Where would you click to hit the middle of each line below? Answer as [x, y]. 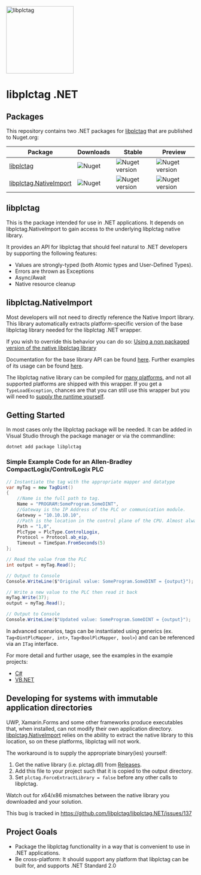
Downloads [94, 152]
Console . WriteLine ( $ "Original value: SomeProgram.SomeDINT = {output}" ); [100, 581]
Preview [174, 152]
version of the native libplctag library [51, 348]
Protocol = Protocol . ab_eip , [53, 537]
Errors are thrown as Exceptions [54, 271]
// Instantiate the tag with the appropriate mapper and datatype [91, 482]
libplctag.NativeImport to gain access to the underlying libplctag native [93, 229]
